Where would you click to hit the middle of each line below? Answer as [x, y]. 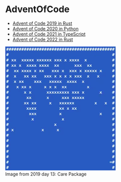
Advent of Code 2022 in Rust [43, 39]
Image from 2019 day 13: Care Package [46, 174]
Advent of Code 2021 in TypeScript [49, 34]
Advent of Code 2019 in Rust [42, 23]
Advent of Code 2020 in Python [46, 28]
